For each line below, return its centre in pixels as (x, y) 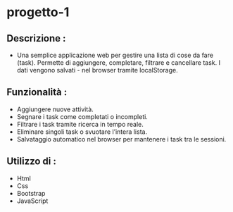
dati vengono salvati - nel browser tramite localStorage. (97, 70)
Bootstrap (31, 193)
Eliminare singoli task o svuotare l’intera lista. (82, 132)
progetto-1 (38, 12)
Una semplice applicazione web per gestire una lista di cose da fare (115, 55)
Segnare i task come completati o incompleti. (82, 116)
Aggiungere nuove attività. (55, 109)
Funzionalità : (37, 92)
